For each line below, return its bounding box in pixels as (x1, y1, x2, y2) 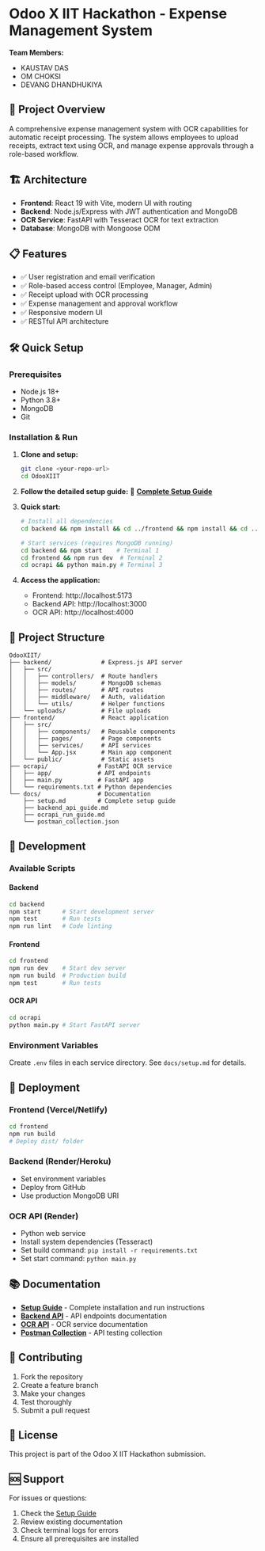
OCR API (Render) (9, 1211, 79, 1222)
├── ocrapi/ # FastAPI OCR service (9, 762, 172, 770)
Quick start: (20, 502, 61, 511)
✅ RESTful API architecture (20, 317, 109, 326)
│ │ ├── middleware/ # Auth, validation (9, 694, 165, 701)
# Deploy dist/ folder (9, 1137, 84, 1145)
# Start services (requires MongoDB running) (20, 539, 173, 547)
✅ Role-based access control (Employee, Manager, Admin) (20, 281, 213, 291)
